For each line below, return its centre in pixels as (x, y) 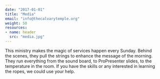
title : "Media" (21, 14)
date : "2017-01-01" (25, 10)
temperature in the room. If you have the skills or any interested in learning (80, 66)
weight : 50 (16, 23)
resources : (16, 28)
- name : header (21, 32)
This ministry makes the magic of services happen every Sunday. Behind (79, 50)
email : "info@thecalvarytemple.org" (42, 19)
